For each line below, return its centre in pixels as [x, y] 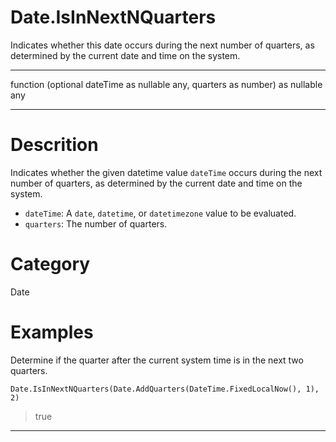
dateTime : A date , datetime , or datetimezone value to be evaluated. [160, 213]
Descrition [54, 145]
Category [50, 264]
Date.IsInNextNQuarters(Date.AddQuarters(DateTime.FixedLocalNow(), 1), [165, 389]
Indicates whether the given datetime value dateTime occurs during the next [166, 172]
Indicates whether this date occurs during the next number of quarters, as [162, 45]
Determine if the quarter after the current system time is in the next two [157, 360]
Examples [52, 332]
